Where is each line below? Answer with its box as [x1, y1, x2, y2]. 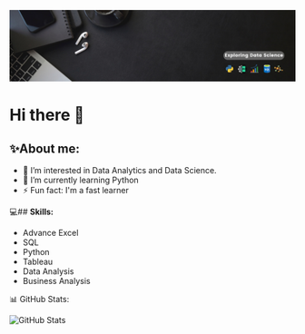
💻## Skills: [9, 206, 54, 217]
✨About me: [9, 141, 80, 156]
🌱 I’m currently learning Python [22, 174, 139, 185]
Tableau [22, 256, 54, 267]
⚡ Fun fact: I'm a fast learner [22, 185, 129, 195]
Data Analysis [22, 266, 74, 277]
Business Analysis [22, 276, 91, 286]
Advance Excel [22, 228, 79, 238]
